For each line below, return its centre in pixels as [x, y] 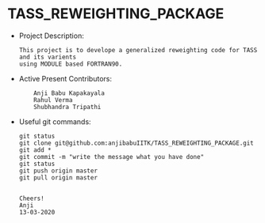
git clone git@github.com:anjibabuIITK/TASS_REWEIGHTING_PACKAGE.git [136, 143]
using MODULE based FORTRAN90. [71, 64]
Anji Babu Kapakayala [69, 93]
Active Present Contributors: [65, 78]
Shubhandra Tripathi [67, 107]
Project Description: [51, 36]
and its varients [48, 57]
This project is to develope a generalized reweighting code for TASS [138, 50]
